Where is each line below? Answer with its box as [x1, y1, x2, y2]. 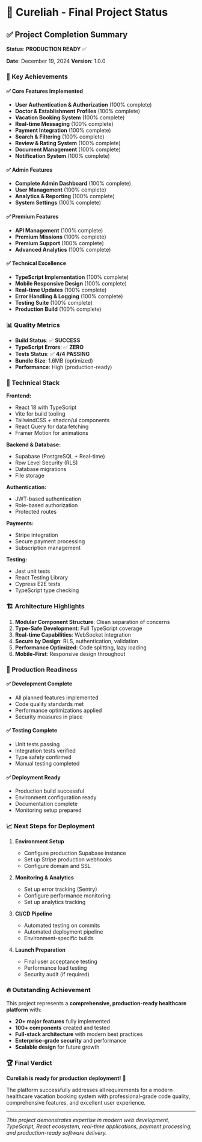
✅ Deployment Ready [6, 773, 61, 781]
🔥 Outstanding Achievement [6, 986, 91, 994]
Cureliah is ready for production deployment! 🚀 [6, 1075, 126, 1082]
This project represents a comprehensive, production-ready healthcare [6, 999, 187, 1006]
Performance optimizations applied [14, 707, 102, 714]
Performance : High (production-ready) [14, 364, 112, 371]
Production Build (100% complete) [14, 305, 102, 313]
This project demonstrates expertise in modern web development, [6, 1117, 170, 1124]
